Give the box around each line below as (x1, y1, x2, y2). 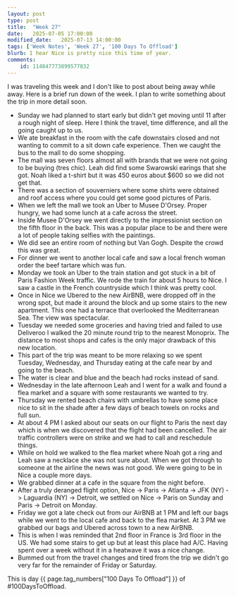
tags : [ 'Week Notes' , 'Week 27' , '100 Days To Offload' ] (7, 43, 178, 50)
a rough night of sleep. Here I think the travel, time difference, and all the (17, 118, 229, 127)
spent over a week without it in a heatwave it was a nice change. (17, 545, 206, 554)
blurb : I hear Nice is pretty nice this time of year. (7, 50, 172, 57)
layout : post (7, 10, 46, 18)
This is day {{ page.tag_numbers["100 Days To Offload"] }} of (7, 574, 186, 583)
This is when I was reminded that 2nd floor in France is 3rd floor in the (17, 531, 222, 539)
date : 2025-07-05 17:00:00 (7, 30, 93, 37)
